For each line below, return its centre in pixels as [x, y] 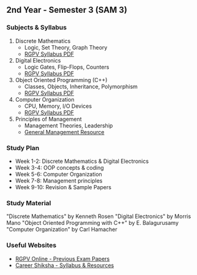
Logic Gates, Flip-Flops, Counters [67, 67]
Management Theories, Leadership [69, 126]
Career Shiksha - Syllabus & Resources [65, 265]
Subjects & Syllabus [37, 28]
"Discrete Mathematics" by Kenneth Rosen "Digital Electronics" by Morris [99, 216]
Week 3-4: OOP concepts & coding [59, 167]
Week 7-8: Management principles [59, 181]
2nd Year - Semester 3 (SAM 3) [67, 10]
